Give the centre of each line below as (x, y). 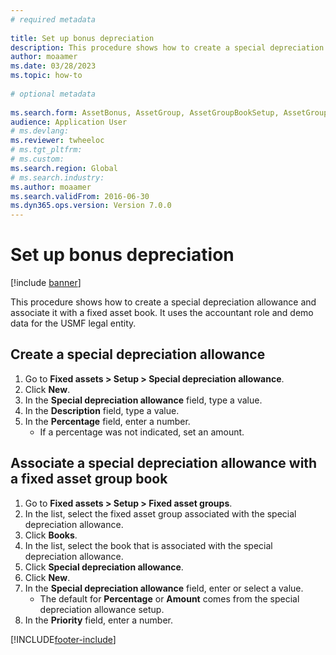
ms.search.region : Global (64, 168)
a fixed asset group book (89, 479)
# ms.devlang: (40, 131)
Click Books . (51, 535)
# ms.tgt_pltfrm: (46, 150)
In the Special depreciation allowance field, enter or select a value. (164, 588)
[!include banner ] (46, 283)
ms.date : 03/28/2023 (53, 66)
